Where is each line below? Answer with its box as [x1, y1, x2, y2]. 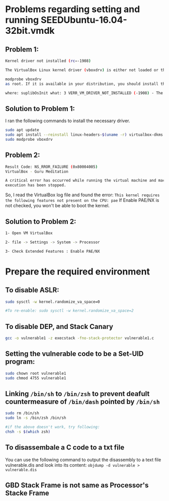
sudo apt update [5, 128, 39, 133]
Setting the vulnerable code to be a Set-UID [5, 350, 144, 358]
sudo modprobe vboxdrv [5, 137, 53, 142]
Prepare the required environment [5, 266, 150, 277]
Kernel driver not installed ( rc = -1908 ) [5, 59, 92, 64]
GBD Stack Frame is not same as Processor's [5, 481, 149, 490]
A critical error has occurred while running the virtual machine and [5, 178, 156, 183]
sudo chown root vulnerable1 [5, 371, 66, 376]
